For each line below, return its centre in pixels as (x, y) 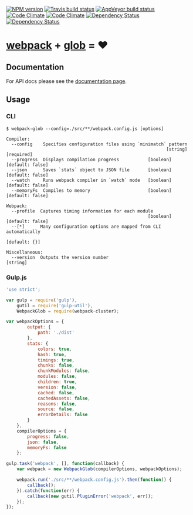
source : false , (56, 409)
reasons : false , (57, 404)
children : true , (57, 382)
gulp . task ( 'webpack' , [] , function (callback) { (65, 464)
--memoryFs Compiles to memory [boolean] (92, 190)
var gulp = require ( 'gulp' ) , (42, 300)
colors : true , (55, 349)
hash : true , (52, 354)
